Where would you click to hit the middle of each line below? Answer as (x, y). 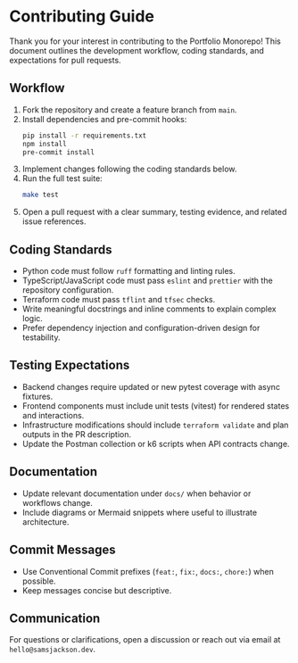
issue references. (54, 221)
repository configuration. (68, 290)
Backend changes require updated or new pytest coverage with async (151, 386)
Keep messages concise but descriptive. (97, 590)
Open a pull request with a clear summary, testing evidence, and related (154, 212)
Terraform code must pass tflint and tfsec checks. (119, 300)
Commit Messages (62, 550)
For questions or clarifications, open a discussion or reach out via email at (145, 640)
